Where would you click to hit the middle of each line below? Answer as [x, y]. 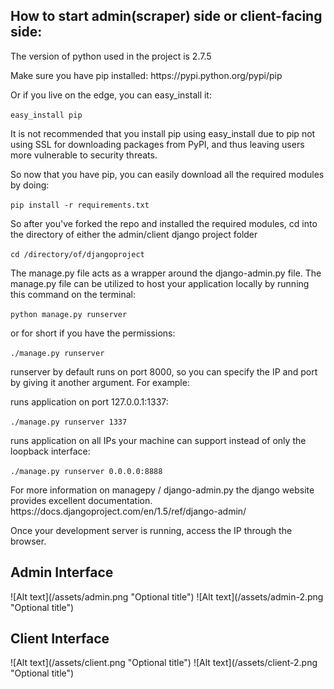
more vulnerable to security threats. [84, 155]
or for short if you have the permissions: [93, 333]
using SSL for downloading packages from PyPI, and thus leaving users [157, 144]
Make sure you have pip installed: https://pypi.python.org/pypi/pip [146, 75]
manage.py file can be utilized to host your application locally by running [160, 283]
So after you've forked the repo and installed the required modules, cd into [164, 223]
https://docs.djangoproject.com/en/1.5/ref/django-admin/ [128, 511]
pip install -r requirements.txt [80, 205]
